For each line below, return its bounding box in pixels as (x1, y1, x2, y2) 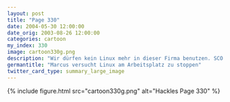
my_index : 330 (7, 42, 48, 49)
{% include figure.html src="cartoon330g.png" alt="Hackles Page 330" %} (7, 87, 220, 95)
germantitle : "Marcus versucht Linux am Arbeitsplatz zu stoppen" (7, 61, 202, 68)
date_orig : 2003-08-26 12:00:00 (7, 29, 100, 37)
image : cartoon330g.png (7, 49, 76, 56)
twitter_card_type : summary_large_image (7, 68, 125, 74)
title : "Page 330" (7, 17, 60, 23)
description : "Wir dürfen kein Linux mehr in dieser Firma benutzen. (7, 55, 211, 62)
